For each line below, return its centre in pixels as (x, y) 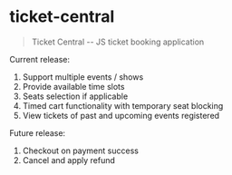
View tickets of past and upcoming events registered (121, 115)
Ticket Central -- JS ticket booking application (118, 42)
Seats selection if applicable (75, 96)
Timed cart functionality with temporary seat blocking (123, 105)
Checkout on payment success (80, 151)
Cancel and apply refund (69, 160)
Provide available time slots (73, 86)
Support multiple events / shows (83, 77)
